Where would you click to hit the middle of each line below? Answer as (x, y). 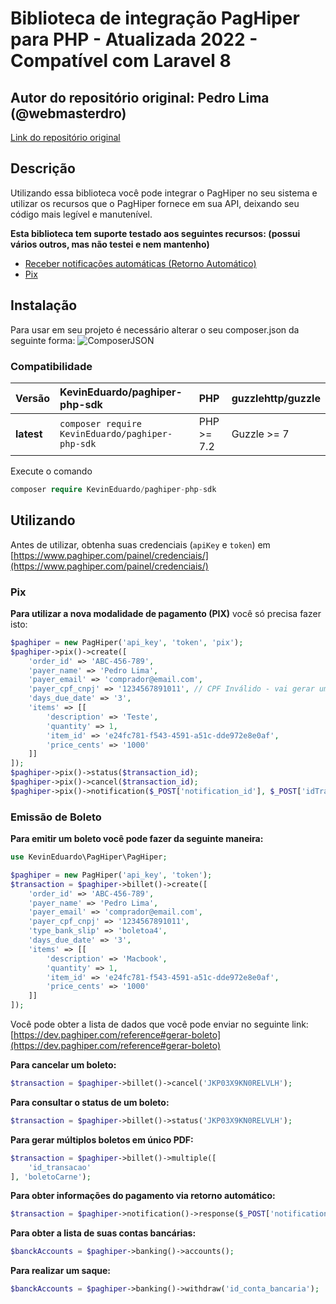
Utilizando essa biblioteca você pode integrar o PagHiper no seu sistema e (164, 193)
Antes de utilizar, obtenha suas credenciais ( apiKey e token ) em (140, 544)
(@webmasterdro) (68, 113)
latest (29, 434)
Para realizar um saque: (61, 1271)
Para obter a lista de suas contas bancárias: (103, 1233)
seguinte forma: (43, 340)
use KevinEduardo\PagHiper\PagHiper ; (89, 857)
